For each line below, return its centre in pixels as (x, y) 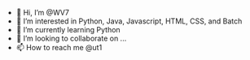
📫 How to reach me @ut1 (59, 47)
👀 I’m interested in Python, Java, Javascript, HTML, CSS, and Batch (129, 21)
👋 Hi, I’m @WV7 (42, 13)
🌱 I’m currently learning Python (68, 30)
